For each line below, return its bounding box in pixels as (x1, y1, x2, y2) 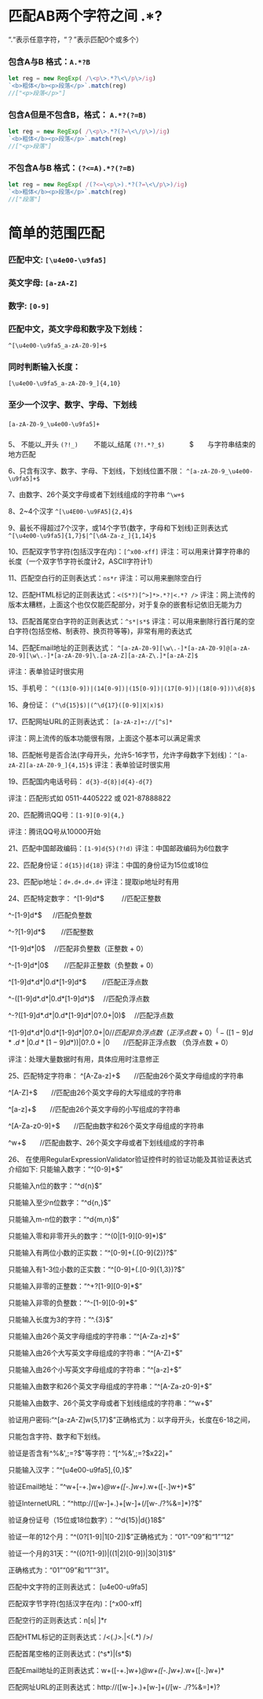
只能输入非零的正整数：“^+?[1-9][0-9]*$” (8, 1282, 143, 1291)
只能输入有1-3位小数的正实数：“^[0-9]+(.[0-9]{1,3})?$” (8, 1265, 185, 1274)
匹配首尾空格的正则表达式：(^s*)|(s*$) (8, 1649, 132, 1659)
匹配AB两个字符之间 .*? (8, 7, 163, 25)
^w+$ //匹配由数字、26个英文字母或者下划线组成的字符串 (8, 1138, 205, 1148)
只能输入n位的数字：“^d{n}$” (8, 1181, 102, 1191)
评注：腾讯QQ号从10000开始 (8, 827, 101, 837)
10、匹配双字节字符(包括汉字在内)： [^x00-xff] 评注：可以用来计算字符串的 (8, 547, 250, 557)
